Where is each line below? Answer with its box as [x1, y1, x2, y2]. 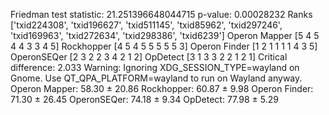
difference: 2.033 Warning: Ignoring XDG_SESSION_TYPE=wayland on [10, 62, 300, 73]
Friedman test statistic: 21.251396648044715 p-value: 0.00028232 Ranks [10, 9, 313, 20]
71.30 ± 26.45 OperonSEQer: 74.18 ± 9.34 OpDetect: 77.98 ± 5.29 [10, 94, 279, 105]
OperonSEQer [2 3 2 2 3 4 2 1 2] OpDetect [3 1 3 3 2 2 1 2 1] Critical [10, 51, 288, 63]
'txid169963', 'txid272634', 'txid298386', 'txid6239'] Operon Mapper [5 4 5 [10, 30, 320, 41]
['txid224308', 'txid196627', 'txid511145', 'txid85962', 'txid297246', [10, 19, 283, 31]
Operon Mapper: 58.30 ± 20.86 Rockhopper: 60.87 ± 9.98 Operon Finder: [10, 83, 314, 94]
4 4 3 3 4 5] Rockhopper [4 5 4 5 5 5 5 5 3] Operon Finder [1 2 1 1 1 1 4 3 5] [10, 40, 318, 52]
